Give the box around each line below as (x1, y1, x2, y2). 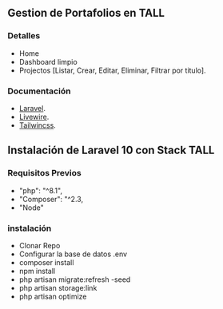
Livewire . (18, 112, 50, 121)
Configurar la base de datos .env (18, 249, 128, 259)
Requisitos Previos (7, 168, 82, 179)
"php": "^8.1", (18, 185, 63, 195)
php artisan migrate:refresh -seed (18, 275, 131, 284)
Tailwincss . (18, 120, 57, 130)
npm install (18, 266, 56, 275)
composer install (18, 257, 74, 267)
